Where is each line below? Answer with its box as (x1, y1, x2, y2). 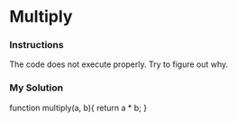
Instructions (9, 39, 65, 52)
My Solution (9, 81, 64, 94)
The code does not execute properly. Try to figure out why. (9, 59, 229, 70)
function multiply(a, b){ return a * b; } (9, 102, 147, 113)
